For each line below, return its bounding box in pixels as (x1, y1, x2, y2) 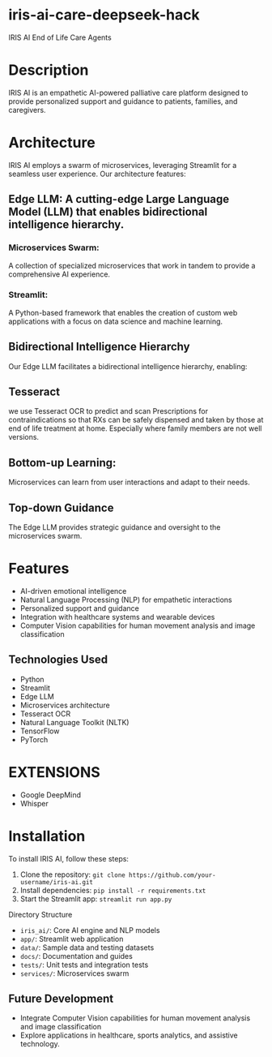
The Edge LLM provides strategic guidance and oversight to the (8, 522, 221, 532)
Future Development (8, 992, 114, 1006)
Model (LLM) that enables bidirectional (8, 205, 208, 219)
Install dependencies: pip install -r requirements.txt (19, 885, 206, 895)
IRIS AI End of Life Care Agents (8, 32, 112, 42)
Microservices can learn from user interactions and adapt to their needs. (8, 477, 250, 488)
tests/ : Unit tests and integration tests (19, 960, 149, 969)
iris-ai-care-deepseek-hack (8, 6, 200, 24)
